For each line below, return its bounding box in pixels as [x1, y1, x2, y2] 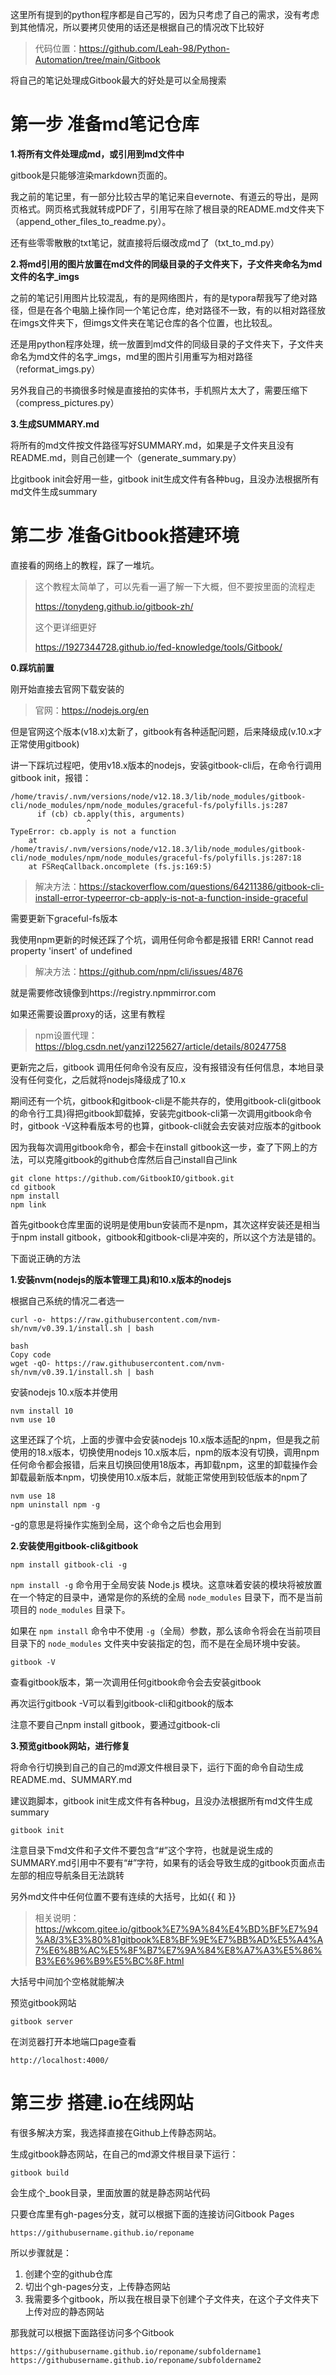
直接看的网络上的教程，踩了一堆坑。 [10, 559, 160, 571]
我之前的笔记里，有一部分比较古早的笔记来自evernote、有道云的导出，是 [10, 190, 310, 202]
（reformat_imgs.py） [10, 363, 101, 375]
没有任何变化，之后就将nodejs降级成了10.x [10, 1073, 187, 1085]
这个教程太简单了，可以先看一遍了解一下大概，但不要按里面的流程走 [34, 580, 316, 592]
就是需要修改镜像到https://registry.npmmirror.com [10, 986, 217, 998]
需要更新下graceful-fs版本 [10, 912, 118, 924]
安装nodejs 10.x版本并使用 [10, 1386, 118, 1398]
